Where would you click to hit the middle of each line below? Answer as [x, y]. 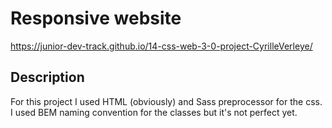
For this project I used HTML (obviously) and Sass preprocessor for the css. [166, 101]
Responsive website [96, 18]
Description [47, 77]
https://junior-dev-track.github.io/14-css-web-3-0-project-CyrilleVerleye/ [161, 46]
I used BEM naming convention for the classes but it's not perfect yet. [154, 112]
